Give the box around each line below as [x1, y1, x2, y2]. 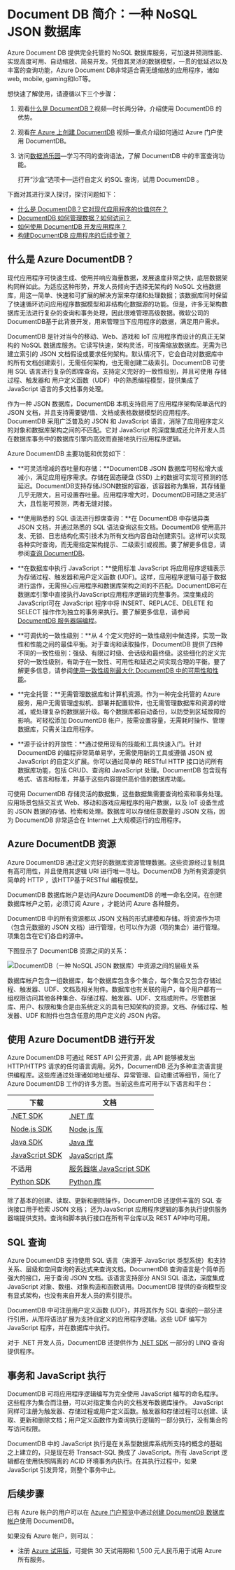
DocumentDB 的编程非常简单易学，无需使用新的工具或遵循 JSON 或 [17, 748, 213, 756]
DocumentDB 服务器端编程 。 [17, 616, 101, 625]
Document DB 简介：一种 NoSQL [7, 6, 198, 22]
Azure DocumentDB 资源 [7, 838, 117, 850]
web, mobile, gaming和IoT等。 [7, 74, 95, 83]
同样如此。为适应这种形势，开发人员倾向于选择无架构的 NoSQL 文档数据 [13, 282, 222, 290]
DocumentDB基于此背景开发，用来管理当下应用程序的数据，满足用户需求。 [7, 317, 224, 325]
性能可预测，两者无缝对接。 [36, 499, 116, 507]
